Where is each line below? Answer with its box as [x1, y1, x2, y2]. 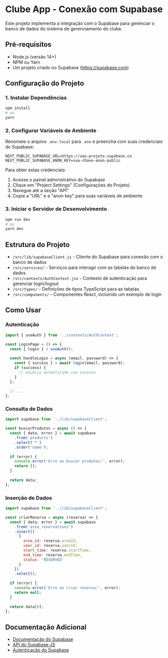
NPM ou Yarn [12, 59, 40, 65]
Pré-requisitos [5, 40, 52, 49]
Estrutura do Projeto [5, 240, 70, 249]
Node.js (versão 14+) [12, 54, 57, 60]
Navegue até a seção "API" [12, 187, 69, 194]
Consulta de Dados [5, 405, 53, 412]
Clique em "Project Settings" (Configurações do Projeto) [12, 182, 130, 188]
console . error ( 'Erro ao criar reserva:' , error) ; [14, 585, 121, 590]
